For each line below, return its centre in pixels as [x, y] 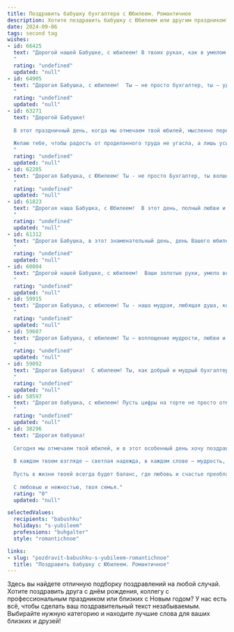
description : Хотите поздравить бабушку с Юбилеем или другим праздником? [118, 20]
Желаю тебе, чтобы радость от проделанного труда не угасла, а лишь [115, 144]
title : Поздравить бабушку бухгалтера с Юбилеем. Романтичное [99, 14]
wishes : [18, 40]
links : [17, 551]
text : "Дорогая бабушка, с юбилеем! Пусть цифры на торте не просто [115, 403]
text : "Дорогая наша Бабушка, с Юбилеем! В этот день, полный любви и [120, 209]
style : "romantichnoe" [46, 539]
